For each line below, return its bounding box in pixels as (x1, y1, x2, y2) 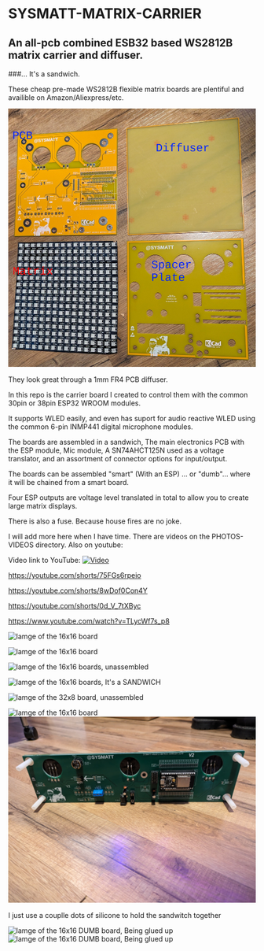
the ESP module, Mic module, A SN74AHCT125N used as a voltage (8, 446, 225, 455)
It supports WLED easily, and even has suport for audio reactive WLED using (8, 414, 256, 424)
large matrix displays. (8, 501, 78, 511)
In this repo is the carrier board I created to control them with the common (8, 390, 248, 400)
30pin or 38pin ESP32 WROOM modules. (8, 398, 141, 408)
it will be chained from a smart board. (8, 478, 130, 487)
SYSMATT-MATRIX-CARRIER (8, 5, 202, 23)
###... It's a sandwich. (8, 69, 80, 79)
